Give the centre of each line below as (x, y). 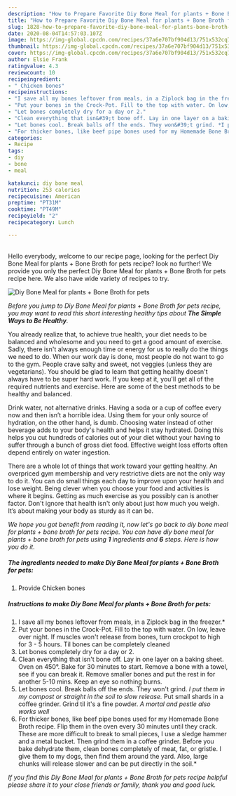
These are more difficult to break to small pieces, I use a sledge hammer (122, 733)
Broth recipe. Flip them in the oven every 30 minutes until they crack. (118, 726)
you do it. (22, 547)
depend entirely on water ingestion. (59, 452)
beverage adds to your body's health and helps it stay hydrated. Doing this (116, 430)
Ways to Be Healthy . (38, 320)
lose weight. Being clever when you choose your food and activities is (109, 488)
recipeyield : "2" (33, 216)
